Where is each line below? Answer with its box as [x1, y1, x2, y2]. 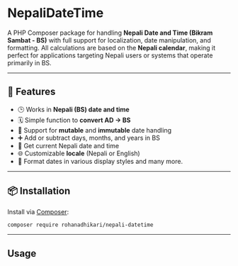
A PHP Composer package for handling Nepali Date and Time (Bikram [7, 28, 213, 37]
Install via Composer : [7, 207, 69, 216]
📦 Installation [7, 185, 71, 197]
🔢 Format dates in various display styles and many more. [17, 157, 183, 165]
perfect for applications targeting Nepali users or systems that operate [7, 51, 213, 60]
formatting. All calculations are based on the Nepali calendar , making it [7, 43, 216, 52]
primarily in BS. [7, 58, 52, 67]
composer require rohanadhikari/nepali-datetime [7, 221, 154, 228]
